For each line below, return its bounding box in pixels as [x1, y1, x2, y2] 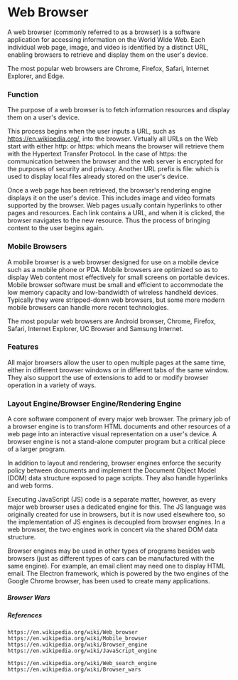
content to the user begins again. [7, 224, 104, 232]
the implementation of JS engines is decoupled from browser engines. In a [7, 518, 226, 527]
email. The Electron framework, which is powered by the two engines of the [7, 569, 229, 578]
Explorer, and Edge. [7, 72, 65, 80]
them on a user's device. [7, 113, 80, 122]
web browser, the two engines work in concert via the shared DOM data [7, 525, 218, 534]
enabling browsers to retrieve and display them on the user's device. [7, 50, 208, 59]
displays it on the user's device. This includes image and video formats [7, 193, 215, 203]
